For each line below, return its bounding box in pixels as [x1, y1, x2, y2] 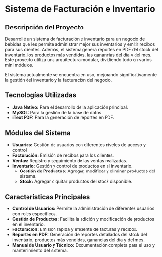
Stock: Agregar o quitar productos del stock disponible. [19, 178, 133, 184]
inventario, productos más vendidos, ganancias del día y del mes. [12, 237, 145, 243]
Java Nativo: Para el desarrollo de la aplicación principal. [12, 104, 129, 110]
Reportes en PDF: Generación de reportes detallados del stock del [12, 232, 147, 238]
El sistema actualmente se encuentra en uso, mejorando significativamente [5, 72, 157, 77]
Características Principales [5, 193, 90, 201]
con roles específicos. [12, 211, 57, 217]
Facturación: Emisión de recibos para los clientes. [12, 152, 114, 158]
